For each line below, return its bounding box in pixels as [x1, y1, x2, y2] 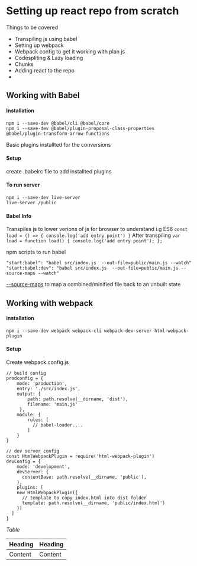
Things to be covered [6, 24, 58, 31]
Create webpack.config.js [6, 358, 69, 366]
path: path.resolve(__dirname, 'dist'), [27, 396, 128, 402]
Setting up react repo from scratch [6, 4, 179, 18]
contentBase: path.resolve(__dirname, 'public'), [21, 474, 147, 480]
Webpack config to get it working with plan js [14, 48, 125, 55]
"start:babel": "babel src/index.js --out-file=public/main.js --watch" [6, 260, 192, 266]
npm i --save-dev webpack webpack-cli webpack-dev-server [6, 328, 152, 334]
